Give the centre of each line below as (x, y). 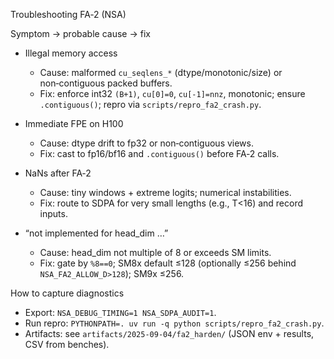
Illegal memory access (71, 53)
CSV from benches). (67, 344)
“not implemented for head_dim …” (96, 233)
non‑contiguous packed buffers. (106, 83)
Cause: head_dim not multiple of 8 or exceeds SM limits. (155, 252)
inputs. (53, 213)
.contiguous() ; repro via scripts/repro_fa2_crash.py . (150, 104)
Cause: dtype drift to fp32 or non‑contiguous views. (147, 143)
